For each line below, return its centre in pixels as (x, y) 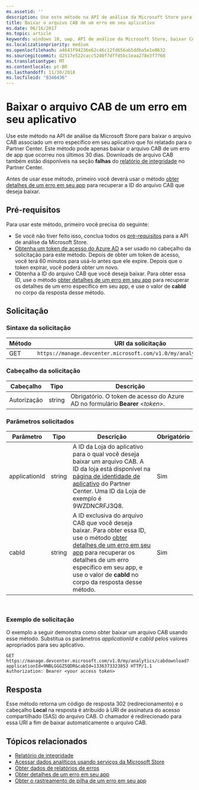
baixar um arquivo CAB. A (108, 461)
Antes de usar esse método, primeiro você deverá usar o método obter (93, 179)
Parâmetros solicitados (40, 421)
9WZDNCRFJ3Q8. (98, 506)
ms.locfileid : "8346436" (37, 78)
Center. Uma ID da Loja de (109, 491)
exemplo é (87, 499)
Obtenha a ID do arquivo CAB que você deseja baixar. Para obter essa (100, 274)
